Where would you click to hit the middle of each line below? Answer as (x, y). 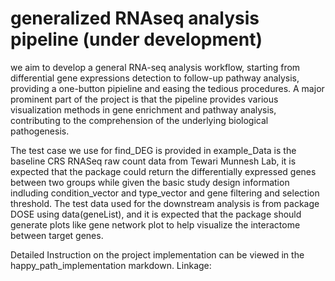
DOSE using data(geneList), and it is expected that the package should (156, 214)
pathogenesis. (40, 131)
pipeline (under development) (136, 39)
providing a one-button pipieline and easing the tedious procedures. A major (167, 88)
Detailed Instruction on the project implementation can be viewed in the (157, 254)
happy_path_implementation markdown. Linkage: (111, 265)
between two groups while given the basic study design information (150, 182)
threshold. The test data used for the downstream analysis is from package (165, 203)
